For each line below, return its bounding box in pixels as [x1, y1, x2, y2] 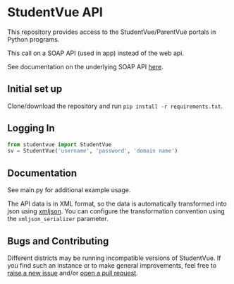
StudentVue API [7, 4, 104, 20]
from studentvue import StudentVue [7, 141, 112, 148]
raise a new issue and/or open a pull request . [7, 268, 139, 277]
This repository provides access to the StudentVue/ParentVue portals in [7, 28, 216, 36]
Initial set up [7, 83, 63, 95]
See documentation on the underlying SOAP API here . [7, 62, 164, 71]
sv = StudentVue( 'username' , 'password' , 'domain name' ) [7, 148, 178, 155]
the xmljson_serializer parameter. [7, 215, 109, 223]
